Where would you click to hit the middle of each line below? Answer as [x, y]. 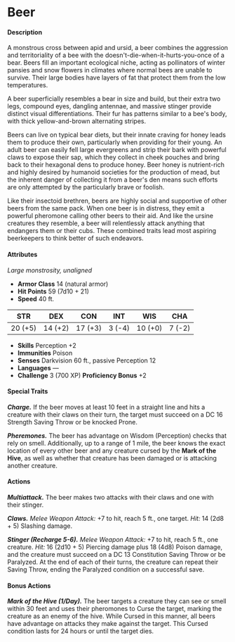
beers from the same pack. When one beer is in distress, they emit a [106, 208]
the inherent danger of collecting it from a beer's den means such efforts [113, 180]
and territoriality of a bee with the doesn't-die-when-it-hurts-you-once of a [116, 55]
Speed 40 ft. [36, 298]
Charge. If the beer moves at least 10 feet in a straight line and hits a [106, 407]
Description [25, 32]
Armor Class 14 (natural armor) [63, 284]
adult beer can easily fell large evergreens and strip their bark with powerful [117, 150]
